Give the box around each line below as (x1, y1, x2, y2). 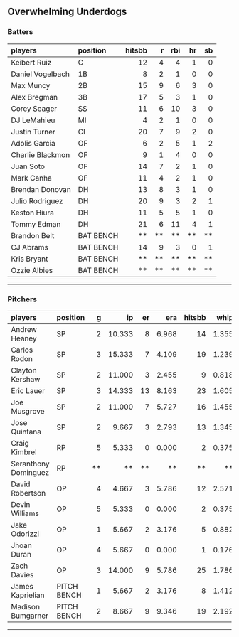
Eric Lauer (11, 385, 45, 395)
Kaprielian (11, 590, 45, 600)
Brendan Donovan (11, 184, 71, 194)
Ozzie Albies (11, 265, 53, 275)
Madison (11, 601, 41, 611)
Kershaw (11, 374, 41, 384)
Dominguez (11, 467, 50, 477)
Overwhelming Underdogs (7, 6, 127, 18)
